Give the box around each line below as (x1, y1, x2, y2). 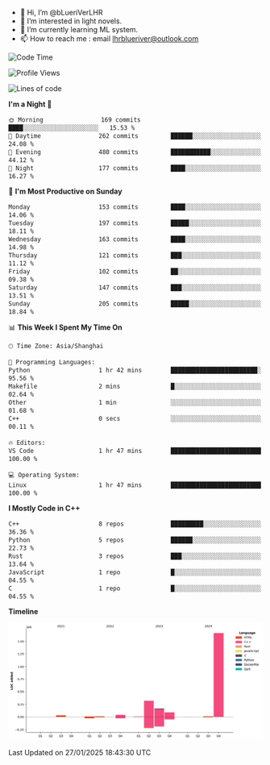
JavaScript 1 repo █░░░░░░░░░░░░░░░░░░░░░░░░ (8, 568, 262, 576)
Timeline (8, 607, 39, 616)
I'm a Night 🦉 (8, 99, 52, 109)
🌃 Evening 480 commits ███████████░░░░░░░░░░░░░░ (8, 148, 262, 156)
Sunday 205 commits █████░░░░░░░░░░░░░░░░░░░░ (8, 300, 262, 308)
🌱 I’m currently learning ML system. (19, 25, 139, 34)
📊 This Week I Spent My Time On (8, 322, 123, 332)
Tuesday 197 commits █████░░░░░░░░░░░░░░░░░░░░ (8, 219, 262, 227)
